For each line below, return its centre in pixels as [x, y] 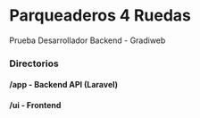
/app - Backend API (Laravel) [64, 85]
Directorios [34, 63]
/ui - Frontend [35, 105]
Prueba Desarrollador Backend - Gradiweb [87, 40]
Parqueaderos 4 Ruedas [100, 16]
